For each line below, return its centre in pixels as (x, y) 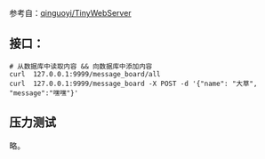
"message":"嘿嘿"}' (44, 93)
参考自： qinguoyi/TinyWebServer (70, 13)
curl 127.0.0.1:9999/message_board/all (85, 74)
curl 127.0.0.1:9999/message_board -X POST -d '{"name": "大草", (133, 83)
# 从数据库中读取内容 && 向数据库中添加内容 (81, 66)
